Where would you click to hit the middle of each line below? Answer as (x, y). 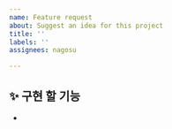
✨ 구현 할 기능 (45, 96)
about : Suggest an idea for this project (86, 26)
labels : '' (29, 42)
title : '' (27, 34)
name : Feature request (51, 17)
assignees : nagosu (43, 50)
